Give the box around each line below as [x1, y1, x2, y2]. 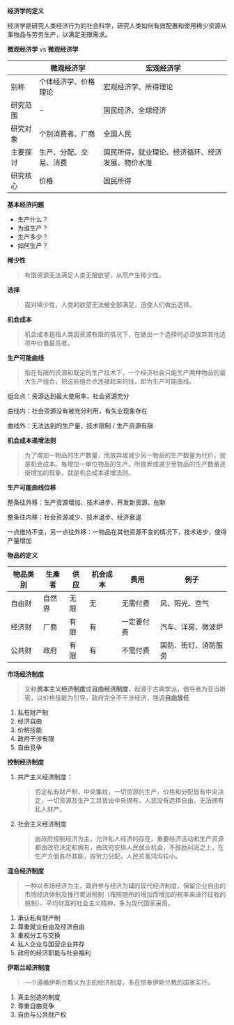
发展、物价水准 [103, 158, 153, 167]
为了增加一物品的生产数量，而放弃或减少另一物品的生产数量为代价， [24, 451, 220, 459]
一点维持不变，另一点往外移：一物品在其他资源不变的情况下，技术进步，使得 [7, 528, 227, 535]
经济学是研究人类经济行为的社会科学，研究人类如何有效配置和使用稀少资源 [7, 22, 221, 30]
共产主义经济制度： [17, 773, 73, 781]
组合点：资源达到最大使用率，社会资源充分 [7, 392, 130, 400]
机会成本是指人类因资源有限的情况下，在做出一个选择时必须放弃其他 [24, 330, 220, 338]
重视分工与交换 [17, 931, 61, 939]
